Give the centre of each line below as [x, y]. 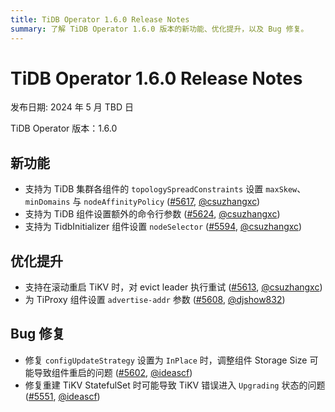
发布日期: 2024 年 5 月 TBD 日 [72, 107]
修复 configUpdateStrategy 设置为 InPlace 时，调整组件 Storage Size [166, 360]
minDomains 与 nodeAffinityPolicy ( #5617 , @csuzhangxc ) [142, 202]
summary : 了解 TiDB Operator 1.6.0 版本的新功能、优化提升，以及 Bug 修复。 [159, 29]
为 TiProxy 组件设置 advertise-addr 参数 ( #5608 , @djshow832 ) [155, 300]
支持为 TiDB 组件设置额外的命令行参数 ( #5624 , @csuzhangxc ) [152, 214]
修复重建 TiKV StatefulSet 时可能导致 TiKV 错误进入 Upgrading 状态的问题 [175, 385]
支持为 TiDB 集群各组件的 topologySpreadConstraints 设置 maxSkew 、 [165, 189]
